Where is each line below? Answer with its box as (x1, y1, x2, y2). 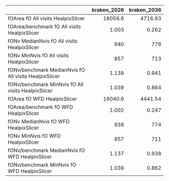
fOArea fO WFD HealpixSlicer (8, 96, 77, 102)
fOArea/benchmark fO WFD (8, 104, 73, 110)
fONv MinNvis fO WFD (8, 133, 61, 139)
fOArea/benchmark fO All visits (8, 23, 81, 30)
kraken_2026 (92, 7, 124, 13)
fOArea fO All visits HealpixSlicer (8, 15, 85, 22)
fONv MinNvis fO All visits (8, 52, 69, 59)
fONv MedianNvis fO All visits (8, 38, 78, 44)
